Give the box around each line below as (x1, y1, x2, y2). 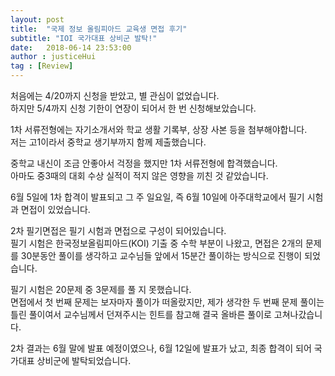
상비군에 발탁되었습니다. (36, 355, 132, 366)
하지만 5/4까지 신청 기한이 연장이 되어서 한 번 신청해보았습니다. (10, 102, 257, 114)
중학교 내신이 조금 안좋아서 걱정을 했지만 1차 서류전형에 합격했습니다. (10, 157, 278, 169)
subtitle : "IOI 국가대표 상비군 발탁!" (10, 33, 158, 43)
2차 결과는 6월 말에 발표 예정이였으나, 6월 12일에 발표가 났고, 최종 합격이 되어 (10, 342, 312, 354)
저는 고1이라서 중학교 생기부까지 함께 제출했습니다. (10, 136, 207, 148)
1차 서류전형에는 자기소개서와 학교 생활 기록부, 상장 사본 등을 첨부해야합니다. (10, 124, 308, 135)
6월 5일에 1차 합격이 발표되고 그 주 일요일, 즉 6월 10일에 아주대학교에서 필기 (10, 191, 305, 203)
